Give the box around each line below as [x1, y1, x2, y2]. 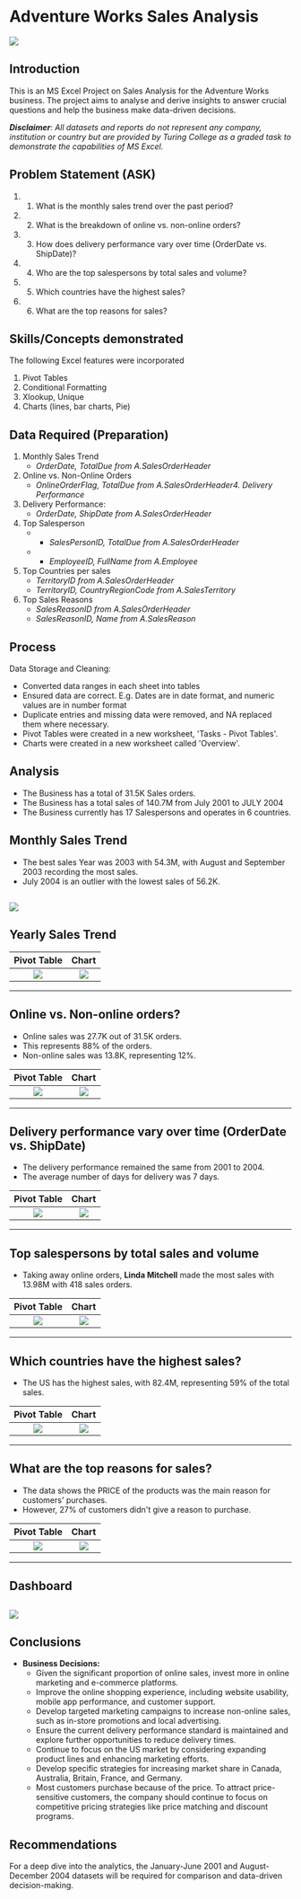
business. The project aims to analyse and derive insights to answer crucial [9, 94, 287, 105]
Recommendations [9, 1837, 117, 1852]
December [9, 1870, 48, 1881]
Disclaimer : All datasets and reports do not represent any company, [9, 121, 262, 132]
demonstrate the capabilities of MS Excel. [9, 141, 164, 152]
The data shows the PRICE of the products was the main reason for [21, 1485, 271, 1496]
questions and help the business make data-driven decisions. [9, 104, 236, 115]
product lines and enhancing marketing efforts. [35, 1753, 210, 1764]
